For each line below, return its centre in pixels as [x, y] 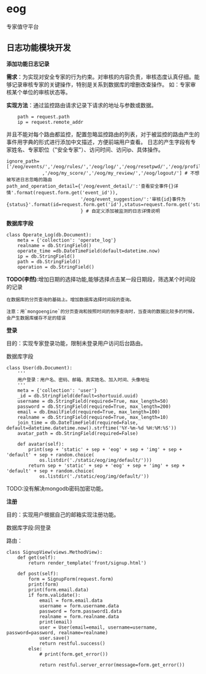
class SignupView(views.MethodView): [55, 552]
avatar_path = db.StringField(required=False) [78, 433]
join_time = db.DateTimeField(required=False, [78, 423]
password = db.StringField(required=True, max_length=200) [94, 407]
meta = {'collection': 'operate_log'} [67, 240]
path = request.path [44, 117]
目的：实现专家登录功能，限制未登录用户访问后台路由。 [76, 343]
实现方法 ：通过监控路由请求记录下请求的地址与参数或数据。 [82, 105]
